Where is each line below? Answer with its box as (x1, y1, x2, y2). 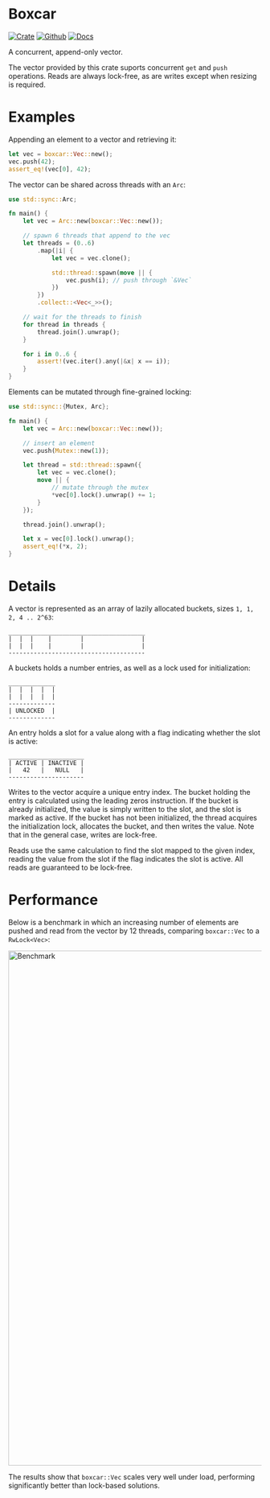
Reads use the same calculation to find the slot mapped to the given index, (8, 846, 256, 855)
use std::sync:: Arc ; (8, 195, 78, 204)
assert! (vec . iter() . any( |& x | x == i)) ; (37, 357, 171, 366)
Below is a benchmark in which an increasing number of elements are (8, 917, 239, 927)
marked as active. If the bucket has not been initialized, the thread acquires (8, 813, 258, 822)
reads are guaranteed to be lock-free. (8, 862, 133, 872)
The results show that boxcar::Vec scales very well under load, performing (8, 1471, 256, 1481)
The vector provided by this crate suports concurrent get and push (8, 62, 227, 72)
